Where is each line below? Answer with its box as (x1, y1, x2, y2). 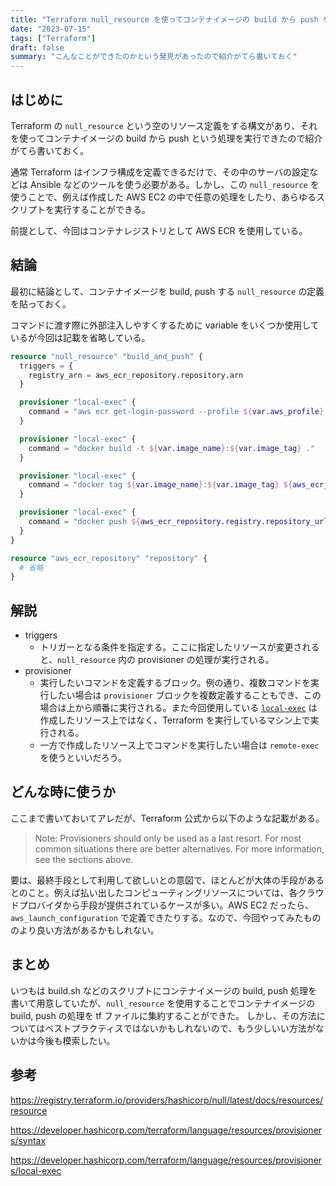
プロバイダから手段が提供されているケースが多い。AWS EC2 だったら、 (18, 899, 315, 911)
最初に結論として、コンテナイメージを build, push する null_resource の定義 (10, 285, 325, 297)
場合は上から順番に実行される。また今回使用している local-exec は (39, 702, 318, 714)
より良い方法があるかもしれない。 (18, 924, 160, 936)
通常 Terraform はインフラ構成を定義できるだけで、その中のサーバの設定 (10, 166, 310, 178)
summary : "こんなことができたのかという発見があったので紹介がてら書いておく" (10, 52, 298, 62)
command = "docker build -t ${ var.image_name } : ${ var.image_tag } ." (28, 443, 315, 453)
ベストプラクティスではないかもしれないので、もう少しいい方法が (44, 1022, 316, 1034)
